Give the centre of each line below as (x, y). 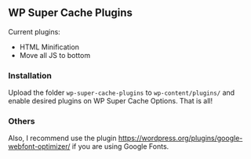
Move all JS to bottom (55, 55)
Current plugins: (34, 31)
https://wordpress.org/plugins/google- (180, 138)
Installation (30, 75)
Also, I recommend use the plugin (62, 138)
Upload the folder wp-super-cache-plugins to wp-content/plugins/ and (122, 92)
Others (22, 121)
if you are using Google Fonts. (120, 146)
